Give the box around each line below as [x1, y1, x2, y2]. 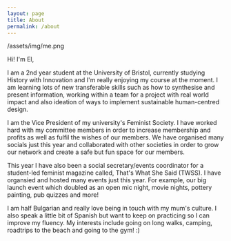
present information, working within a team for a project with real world [7, 90, 209, 99]
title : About [7, 17, 45, 23]
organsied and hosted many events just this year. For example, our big [7, 176, 207, 184]
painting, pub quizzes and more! [7, 191, 99, 199]
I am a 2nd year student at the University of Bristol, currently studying [7, 68, 205, 77]
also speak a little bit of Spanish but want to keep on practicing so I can [7, 211, 210, 220]
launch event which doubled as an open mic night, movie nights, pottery [7, 184, 212, 192]
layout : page [7, 10, 45, 17]
